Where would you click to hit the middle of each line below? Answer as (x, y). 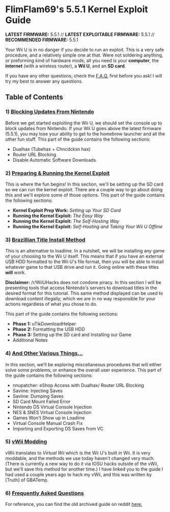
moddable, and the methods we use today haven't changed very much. (80, 458)
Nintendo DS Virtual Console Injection (52, 407)
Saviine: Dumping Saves (38, 396)
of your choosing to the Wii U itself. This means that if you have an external (84, 257)
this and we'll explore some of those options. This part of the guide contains (85, 195)
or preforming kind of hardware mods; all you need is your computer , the (82, 60)
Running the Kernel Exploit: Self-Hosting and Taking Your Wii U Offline (88, 226)
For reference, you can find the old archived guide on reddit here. (74, 504)
